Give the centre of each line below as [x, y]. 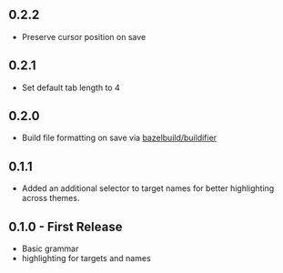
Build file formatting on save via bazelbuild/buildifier [119, 138]
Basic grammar [50, 248]
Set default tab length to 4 [71, 87]
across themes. [51, 198]
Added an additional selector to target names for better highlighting [148, 188]
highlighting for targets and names [86, 258]
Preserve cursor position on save [84, 36]
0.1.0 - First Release [66, 227]
